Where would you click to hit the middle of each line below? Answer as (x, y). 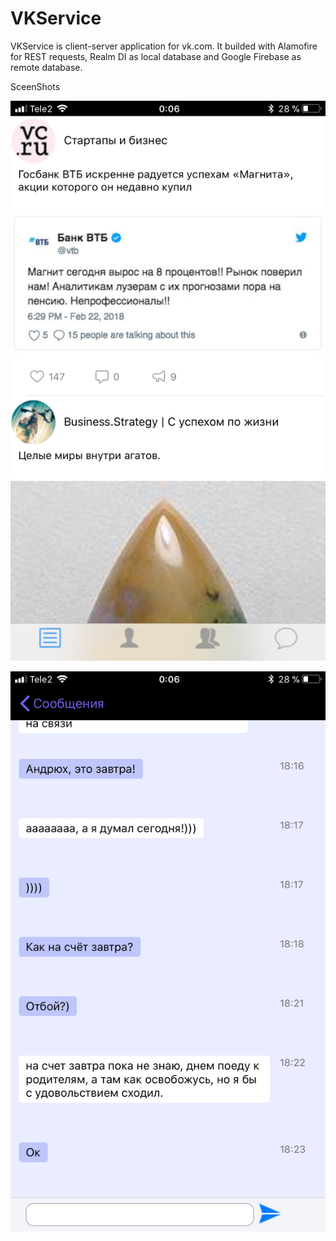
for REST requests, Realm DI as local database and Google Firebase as (156, 56)
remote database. (46, 67)
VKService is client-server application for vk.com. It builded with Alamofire (164, 46)
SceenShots (35, 86)
